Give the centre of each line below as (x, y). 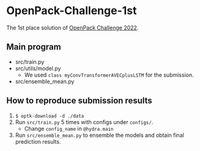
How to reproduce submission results (80, 101)
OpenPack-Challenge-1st (72, 11)
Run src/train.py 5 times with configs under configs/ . (84, 122)
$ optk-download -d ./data (50, 116)
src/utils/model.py (38, 68)
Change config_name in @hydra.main (69, 128)
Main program (34, 47)
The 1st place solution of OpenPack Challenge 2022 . (72, 28)
